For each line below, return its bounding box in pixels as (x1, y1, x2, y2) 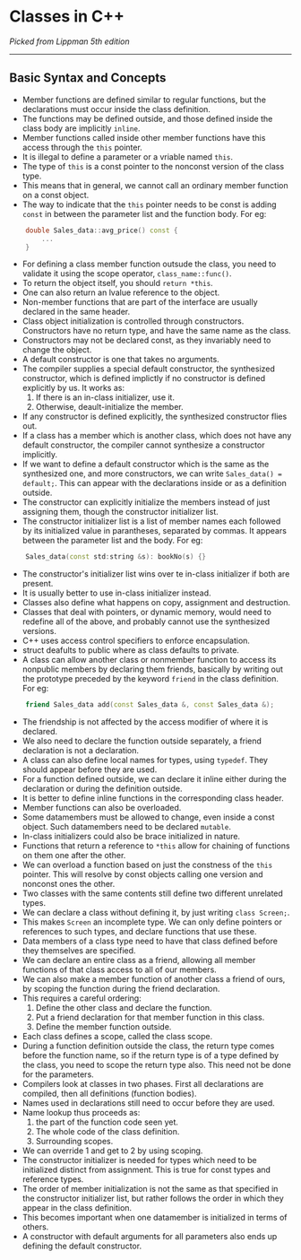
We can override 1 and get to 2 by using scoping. (21, 1145, 203, 1156)
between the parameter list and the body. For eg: (21, 535, 203, 546)
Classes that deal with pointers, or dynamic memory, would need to (21, 607, 271, 618)
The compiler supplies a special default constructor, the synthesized (21, 363, 276, 374)
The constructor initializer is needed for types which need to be (21, 1155, 257, 1166)
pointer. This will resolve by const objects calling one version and (21, 869, 263, 880)
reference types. (21, 1174, 84, 1185)
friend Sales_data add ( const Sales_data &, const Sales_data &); (25, 700, 275, 709)
